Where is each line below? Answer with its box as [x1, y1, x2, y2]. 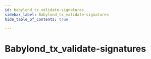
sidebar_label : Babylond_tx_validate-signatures [5, 12, 109, 17]
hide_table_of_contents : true [5, 17, 69, 22]
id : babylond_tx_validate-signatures [5, 7, 84, 13]
